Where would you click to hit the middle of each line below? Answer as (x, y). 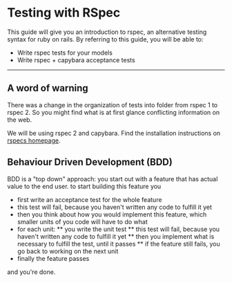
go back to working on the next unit (68, 251)
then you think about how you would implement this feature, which (112, 214)
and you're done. (31, 272)
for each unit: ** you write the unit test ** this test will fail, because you (118, 229)
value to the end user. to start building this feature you (84, 186)
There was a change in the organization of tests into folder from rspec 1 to (113, 104)
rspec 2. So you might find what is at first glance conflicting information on (113, 112)
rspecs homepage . (34, 140)
